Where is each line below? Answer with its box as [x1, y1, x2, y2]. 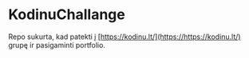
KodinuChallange [8, 6, 125, 24]
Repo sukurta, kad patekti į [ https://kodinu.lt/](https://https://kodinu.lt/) [8, 32, 241, 41]
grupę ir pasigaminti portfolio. [8, 40, 106, 49]
